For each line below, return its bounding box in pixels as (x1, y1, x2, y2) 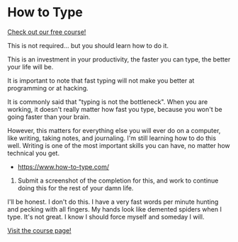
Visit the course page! (7, 226, 72, 234)
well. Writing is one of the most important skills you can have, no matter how (7, 141, 230, 149)
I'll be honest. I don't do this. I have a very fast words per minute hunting (7, 197, 219, 206)
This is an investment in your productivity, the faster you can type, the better (7, 54, 231, 64)
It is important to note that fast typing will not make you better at (7, 76, 195, 85)
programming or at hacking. (7, 83, 89, 92)
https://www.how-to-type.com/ (17, 162, 110, 171)
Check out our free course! (7, 28, 86, 36)
